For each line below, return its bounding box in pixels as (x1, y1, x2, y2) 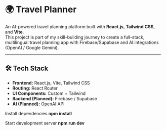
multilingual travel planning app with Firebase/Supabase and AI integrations (5, 39, 159, 45)
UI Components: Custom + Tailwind (12, 90, 86, 96)
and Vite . (5, 29, 24, 35)
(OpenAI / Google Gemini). (5, 44, 59, 50)
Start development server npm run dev (5, 120, 85, 126)
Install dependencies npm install (5, 110, 72, 116)
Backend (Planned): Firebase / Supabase (12, 95, 97, 101)
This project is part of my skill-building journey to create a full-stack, (5, 34, 145, 40)
